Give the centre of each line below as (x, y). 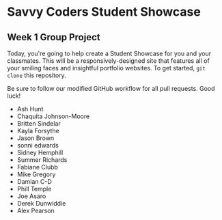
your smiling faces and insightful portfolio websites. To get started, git (107, 68)
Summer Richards (42, 160)
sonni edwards (38, 145)
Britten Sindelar (39, 123)
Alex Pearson (36, 210)
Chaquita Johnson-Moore (53, 116)
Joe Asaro (31, 196)
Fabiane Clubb (37, 167)
